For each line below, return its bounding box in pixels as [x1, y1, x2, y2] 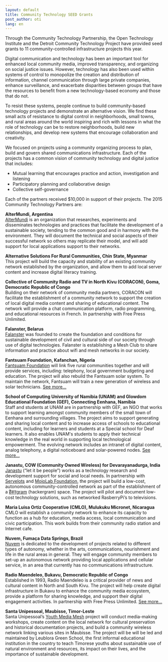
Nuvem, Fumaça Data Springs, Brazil [5, 535, 83, 541]
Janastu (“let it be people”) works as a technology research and [5, 467, 137, 473]
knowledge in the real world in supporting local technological [5, 436, 131, 443]
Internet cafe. [5, 526, 34, 532]
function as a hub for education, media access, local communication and [5, 515, 155, 521]
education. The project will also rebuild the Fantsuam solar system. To [5, 373, 150, 379]
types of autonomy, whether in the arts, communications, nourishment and [5, 546, 159, 552]
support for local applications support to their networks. [5, 243, 121, 250]
